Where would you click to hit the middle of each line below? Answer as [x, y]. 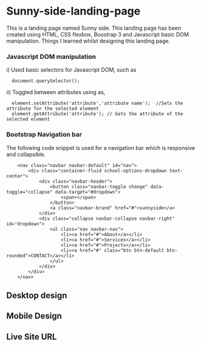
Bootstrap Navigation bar [44, 135]
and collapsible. [26, 154]
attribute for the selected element [53, 109]
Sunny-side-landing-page [73, 11]
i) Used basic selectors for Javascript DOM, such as [71, 70]
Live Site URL [32, 337]
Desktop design [37, 295]
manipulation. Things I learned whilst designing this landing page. [88, 41]
